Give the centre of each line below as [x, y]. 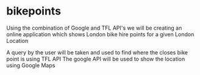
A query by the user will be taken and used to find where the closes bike [97, 52]
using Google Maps [31, 65]
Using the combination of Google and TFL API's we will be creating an [94, 28]
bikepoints [34, 11]
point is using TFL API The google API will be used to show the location [96, 59]
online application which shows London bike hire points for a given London [100, 34]
